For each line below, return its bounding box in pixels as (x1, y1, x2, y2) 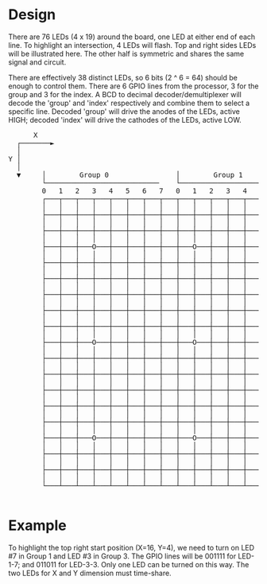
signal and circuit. (8, 57, 67, 67)
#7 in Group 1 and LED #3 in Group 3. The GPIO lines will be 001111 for (8, 551, 237, 561)
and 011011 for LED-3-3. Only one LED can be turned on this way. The (21, 559, 250, 569)
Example (8, 516, 67, 535)
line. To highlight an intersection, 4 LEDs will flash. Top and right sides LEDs (8, 40, 257, 49)
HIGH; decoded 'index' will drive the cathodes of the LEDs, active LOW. (8, 115, 242, 124)
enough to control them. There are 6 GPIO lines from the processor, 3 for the (8, 81, 259, 91)
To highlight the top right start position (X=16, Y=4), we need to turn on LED (8, 543, 255, 552)
